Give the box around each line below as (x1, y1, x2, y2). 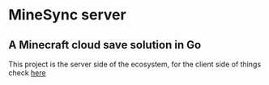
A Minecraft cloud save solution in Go (8, 38, 202, 52)
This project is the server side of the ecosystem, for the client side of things (8, 59, 262, 69)
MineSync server (8, 6, 127, 24)
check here (8, 68, 46, 78)
